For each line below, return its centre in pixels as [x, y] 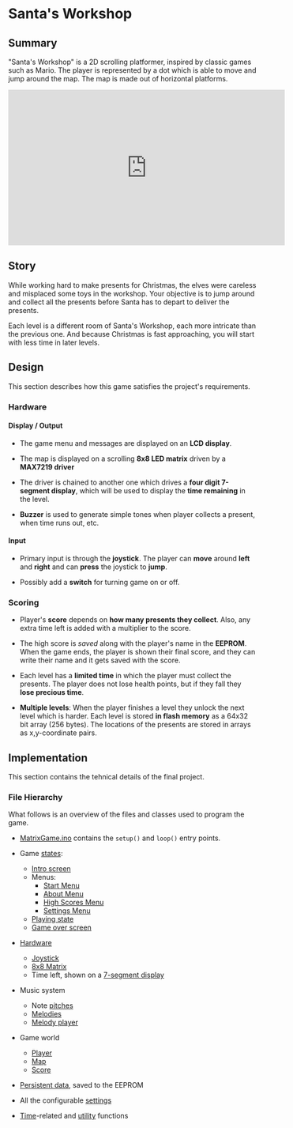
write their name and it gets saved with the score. [100, 660]
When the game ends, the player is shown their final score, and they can [137, 652]
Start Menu [62, 885]
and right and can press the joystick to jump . [93, 567]
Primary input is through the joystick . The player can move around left [135, 558]
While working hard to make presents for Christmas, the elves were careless [132, 285]
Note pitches [52, 1005]
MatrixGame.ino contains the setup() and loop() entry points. [120, 838]
